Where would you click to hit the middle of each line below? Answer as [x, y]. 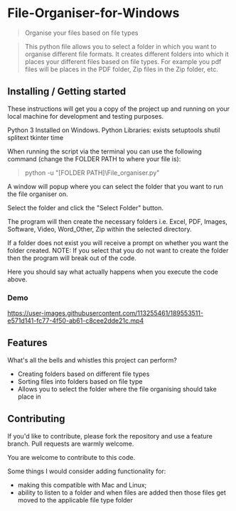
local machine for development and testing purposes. [86, 116]
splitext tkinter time [36, 137]
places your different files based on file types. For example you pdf [123, 61]
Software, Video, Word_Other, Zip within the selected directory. [100, 229]
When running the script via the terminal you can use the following [105, 151]
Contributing [36, 419]
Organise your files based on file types [81, 33]
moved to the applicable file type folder [75, 500]
